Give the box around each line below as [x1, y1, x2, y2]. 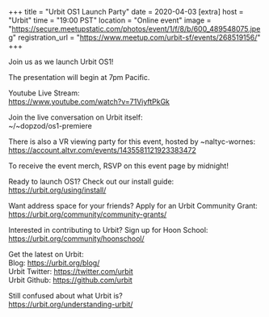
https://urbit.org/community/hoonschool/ [8, 234, 145, 243]
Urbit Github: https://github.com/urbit [8, 275, 133, 285]
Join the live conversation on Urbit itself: [8, 112, 143, 122]
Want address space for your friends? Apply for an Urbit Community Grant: [8, 201, 258, 210]
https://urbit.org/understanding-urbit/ [8, 299, 133, 309]
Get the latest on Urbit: [8, 250, 84, 259]
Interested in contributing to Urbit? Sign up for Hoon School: [8, 226, 208, 235]
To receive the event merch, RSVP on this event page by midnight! [8, 161, 229, 171]
